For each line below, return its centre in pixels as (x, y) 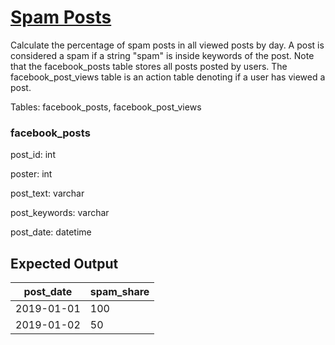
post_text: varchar (47, 193)
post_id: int (33, 155)
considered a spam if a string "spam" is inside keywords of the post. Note (162, 55)
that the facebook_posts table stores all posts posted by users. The (149, 66)
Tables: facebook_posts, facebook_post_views (106, 107)
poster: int (31, 174)
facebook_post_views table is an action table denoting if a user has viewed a (168, 77)
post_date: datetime (51, 232)
